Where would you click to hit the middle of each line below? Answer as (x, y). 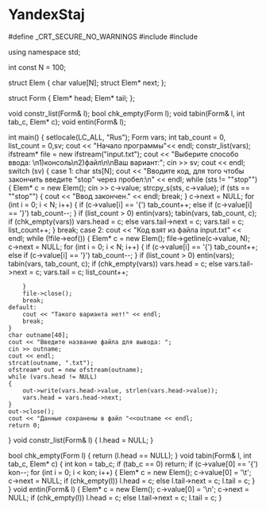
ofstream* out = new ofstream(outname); (76, 370)
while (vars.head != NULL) (53, 377)
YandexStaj (46, 15)
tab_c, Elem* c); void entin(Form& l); (67, 121)
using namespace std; (44, 52)
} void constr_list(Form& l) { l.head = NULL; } (81, 440)
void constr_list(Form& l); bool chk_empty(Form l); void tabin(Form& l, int (127, 113)
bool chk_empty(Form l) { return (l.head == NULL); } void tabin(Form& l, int (130, 455)
